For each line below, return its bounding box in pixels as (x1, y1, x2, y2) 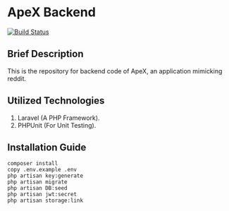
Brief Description (7, 48, 84, 60)
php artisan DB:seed (7, 185, 68, 192)
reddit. (7, 74, 27, 83)
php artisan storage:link (7, 197, 83, 205)
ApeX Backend (7, 4, 97, 20)
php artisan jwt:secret (7, 191, 78, 198)
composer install (7, 160, 58, 167)
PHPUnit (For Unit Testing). (17, 121, 97, 129)
